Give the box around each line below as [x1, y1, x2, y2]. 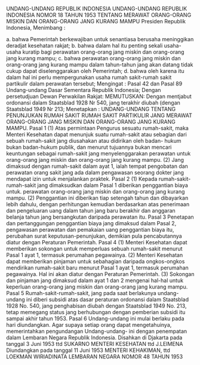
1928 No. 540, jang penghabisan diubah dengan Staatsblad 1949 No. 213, [6, 302, 187, 309]
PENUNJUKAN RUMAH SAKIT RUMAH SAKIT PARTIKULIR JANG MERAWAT [6, 112, 193, 119]
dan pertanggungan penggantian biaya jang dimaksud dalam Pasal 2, [6, 220, 177, 226]
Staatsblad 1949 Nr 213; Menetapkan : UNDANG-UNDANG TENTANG [6, 106, 176, 112]
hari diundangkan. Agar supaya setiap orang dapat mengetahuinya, [6, 321, 172, 328]
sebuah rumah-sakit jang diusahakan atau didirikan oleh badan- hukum [6, 137, 181, 144]
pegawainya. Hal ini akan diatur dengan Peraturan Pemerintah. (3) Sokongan [6, 271, 195, 277]
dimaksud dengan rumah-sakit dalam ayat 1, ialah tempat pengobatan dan [6, 162, 188, 170]
